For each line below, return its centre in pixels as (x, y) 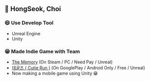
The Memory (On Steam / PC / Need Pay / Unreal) (62, 62)
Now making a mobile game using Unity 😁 (55, 73)
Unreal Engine (26, 33)
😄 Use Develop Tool (29, 23)
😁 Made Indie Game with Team (42, 51)
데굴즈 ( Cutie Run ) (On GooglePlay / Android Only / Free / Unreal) (78, 68)
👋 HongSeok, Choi (33, 9)
